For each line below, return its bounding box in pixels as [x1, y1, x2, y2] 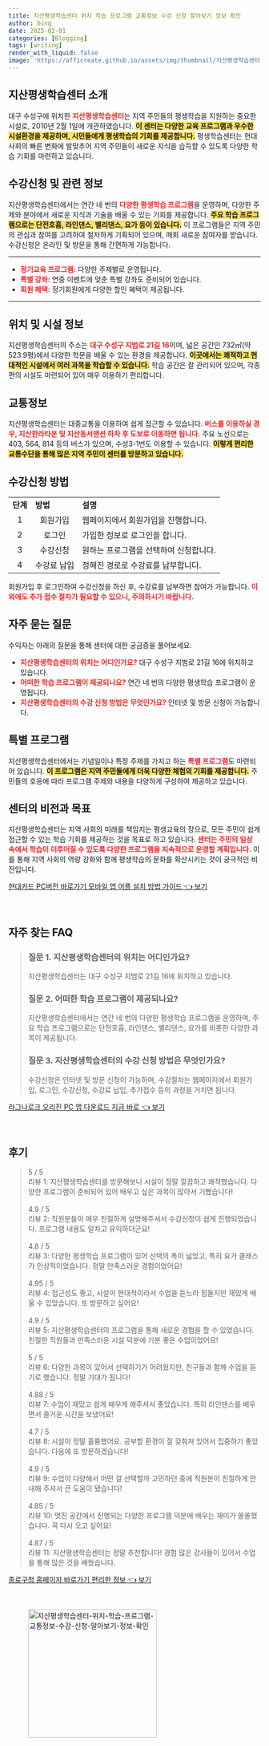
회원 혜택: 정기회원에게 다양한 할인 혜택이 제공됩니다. [19, 284, 185, 294]
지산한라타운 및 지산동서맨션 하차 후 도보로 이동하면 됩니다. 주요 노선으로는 [18, 429, 250, 439]
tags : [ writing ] [8, 42, 62, 50]
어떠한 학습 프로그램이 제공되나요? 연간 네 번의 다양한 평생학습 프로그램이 [19, 677, 248, 687]
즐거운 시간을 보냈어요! [42, 1409, 114, 1420]
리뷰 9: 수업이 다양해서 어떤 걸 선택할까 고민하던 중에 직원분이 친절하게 [27, 1473, 248, 1484]
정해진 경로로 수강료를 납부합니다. [82, 559, 202, 570]
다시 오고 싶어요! [59, 1521, 112, 1530]
